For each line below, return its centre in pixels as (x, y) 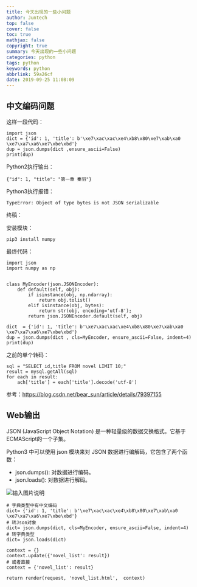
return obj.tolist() (65, 300)
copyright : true (27, 46)
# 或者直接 (18, 562)
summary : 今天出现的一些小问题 (41, 52)
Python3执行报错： (30, 191)
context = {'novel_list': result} (50, 567)
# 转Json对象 (21, 523)
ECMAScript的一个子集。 (37, 439)
